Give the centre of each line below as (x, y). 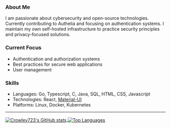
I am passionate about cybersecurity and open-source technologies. (77, 18)
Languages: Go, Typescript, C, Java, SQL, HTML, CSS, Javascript (81, 94)
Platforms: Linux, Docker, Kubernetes (52, 105)
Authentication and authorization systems (56, 59)
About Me (18, 7)
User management (32, 69)
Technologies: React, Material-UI (47, 99)
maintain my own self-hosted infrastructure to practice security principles (82, 29)
